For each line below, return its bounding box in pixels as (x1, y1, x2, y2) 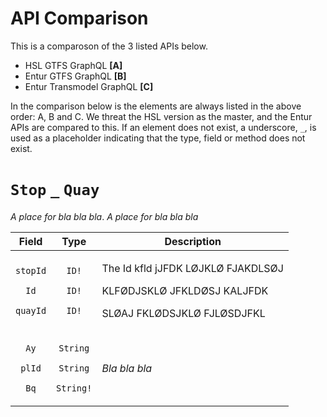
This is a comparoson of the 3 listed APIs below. (10, 40, 208, 52)
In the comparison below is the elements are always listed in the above (10, 100, 302, 112)
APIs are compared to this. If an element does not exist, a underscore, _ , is (10, 121, 317, 133)
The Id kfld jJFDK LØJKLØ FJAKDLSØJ (101, 261, 284, 275)
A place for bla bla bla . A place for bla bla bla (10, 210, 199, 222)
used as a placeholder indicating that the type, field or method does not (10, 132, 306, 144)
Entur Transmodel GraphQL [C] (24, 80, 154, 92)
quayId (15, 305, 47, 316)
